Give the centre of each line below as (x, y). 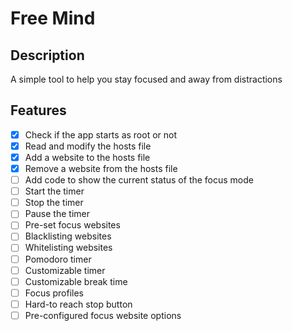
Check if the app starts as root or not (101, 134)
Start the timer (54, 191)
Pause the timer (57, 214)
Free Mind (53, 18)
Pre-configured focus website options (103, 315)
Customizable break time (76, 281)
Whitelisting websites (68, 248)
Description (47, 55)
